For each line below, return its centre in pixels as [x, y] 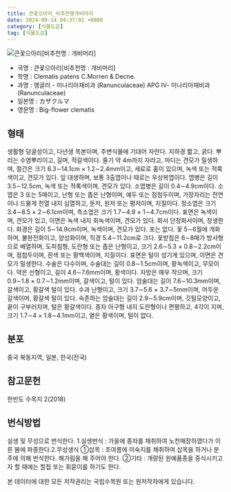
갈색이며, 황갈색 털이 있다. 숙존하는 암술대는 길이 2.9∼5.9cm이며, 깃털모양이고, [114, 298]
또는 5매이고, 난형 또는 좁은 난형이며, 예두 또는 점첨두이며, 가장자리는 [118, 195]
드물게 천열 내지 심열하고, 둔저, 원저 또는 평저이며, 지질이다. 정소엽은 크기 [118, 204]
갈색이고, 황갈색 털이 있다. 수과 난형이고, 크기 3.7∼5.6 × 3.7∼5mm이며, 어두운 [113, 290]
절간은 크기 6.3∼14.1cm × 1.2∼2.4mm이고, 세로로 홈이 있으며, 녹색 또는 [113, 169]
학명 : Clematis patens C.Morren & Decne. [76, 77]
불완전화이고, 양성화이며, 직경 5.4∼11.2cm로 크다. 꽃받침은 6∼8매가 [113, 238]
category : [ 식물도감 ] [35, 26]
